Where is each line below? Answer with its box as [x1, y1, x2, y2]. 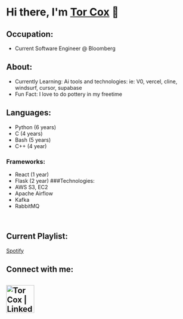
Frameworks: [6, 157, 46, 165]
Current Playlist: [6, 232, 69, 242]
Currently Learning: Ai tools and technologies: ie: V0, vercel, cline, [14, 77, 178, 85]
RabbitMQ [14, 202, 40, 209]
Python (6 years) [14, 123, 57, 130]
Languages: [6, 108, 52, 118]
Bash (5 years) [14, 136, 51, 143]
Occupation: [6, 29, 54, 39]
